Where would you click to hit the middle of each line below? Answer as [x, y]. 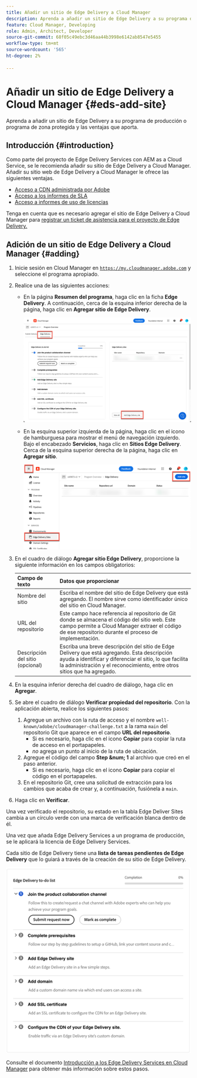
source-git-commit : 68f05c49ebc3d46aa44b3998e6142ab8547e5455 [84, 37]
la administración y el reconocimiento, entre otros [119, 665]
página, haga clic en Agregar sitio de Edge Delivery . [87, 309]
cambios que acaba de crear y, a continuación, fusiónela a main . [101, 789]
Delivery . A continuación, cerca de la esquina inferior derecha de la [105, 303]
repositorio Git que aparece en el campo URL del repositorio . [97, 732]
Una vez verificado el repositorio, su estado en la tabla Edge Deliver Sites [95, 811]
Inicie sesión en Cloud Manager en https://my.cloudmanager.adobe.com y [103, 268]
